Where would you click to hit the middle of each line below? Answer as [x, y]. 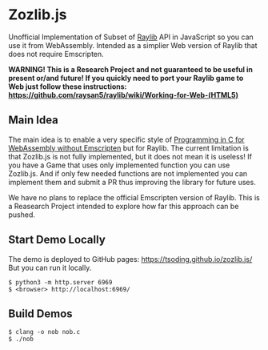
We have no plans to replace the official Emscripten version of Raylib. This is [134, 197]
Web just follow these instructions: [68, 86]
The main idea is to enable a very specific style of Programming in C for [127, 139]
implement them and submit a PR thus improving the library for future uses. [132, 182]
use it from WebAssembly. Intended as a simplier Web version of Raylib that [133, 45]
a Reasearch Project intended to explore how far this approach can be [124, 206]
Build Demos [41, 314]
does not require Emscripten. [56, 54]
